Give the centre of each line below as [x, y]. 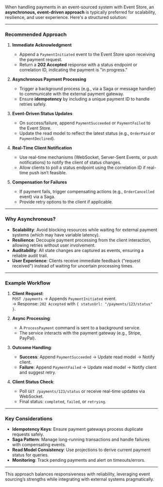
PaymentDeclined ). [37, 138]
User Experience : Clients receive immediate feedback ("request [76, 260]
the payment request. [41, 60]
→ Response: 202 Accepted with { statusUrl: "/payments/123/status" [82, 303]
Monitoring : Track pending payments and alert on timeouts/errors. [79, 460]
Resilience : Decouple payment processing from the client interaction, [81, 240]
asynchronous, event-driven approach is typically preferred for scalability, [81, 12]
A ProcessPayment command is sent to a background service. [80, 328]
